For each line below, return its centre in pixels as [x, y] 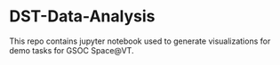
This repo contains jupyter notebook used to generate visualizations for [140, 41]
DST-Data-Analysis [82, 16]
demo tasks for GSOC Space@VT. [72, 50]
